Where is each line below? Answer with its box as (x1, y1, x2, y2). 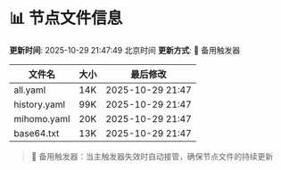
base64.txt (13, 126, 60, 139)
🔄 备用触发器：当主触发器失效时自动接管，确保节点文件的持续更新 (30, 150, 274, 161)
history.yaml (13, 98, 65, 110)
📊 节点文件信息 (9, 8, 123, 28)
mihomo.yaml (13, 112, 70, 125)
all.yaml (13, 84, 46, 96)
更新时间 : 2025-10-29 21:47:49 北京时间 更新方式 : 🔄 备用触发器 (9, 45, 241, 55)
